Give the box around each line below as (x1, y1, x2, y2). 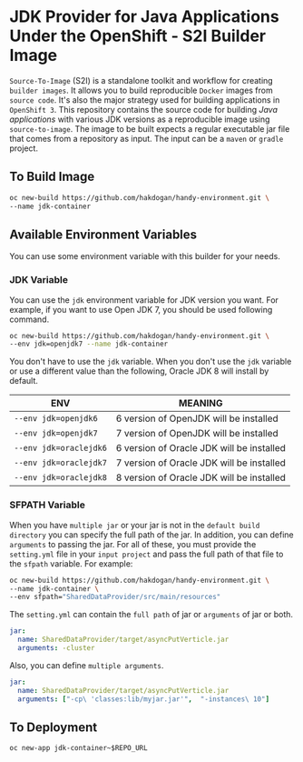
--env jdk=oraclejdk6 (14, 443, 107, 454)
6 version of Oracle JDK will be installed (115, 442, 286, 455)
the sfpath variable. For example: (9, 557, 133, 569)
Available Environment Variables (9, 226, 198, 242)
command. (9, 314, 50, 325)
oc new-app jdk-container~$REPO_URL (9, 744, 148, 753)
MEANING (178, 397, 223, 410)
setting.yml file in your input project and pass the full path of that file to (9, 548, 284, 559)
